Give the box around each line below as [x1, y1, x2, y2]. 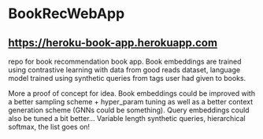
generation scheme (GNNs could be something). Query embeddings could [8, 105, 250, 115]
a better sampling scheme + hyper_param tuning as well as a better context [8, 97, 254, 106]
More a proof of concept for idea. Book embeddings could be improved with [8, 89, 256, 98]
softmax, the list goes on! [8, 123, 91, 131]
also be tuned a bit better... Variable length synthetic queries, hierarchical [8, 114, 246, 123]
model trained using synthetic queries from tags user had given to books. [8, 74, 246, 82]
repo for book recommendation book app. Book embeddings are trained [8, 57, 242, 66]
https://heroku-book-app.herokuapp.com [8, 36, 218, 49]
